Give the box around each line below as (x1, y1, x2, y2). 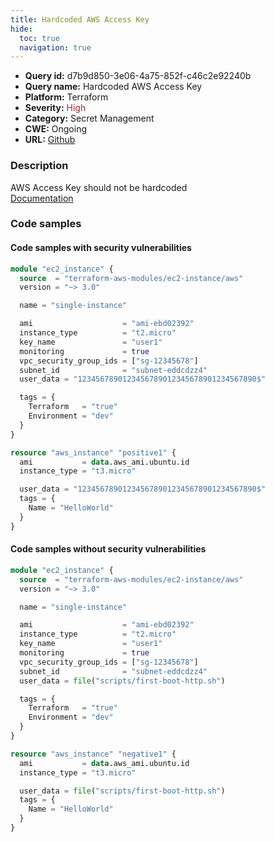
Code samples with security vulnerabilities (10, 242, 192, 254)
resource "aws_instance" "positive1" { (10, 447, 177, 458)
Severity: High (24, 102, 87, 114)
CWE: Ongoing (24, 123, 88, 135)
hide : (10, 24, 33, 34)
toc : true (19, 33, 60, 43)
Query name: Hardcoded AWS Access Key (24, 81, 203, 93)
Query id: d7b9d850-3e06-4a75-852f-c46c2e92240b (24, 70, 252, 82)
